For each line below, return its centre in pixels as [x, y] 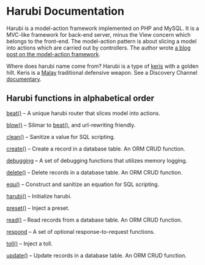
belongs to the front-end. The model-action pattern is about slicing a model [102, 41]
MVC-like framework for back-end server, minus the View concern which [99, 34]
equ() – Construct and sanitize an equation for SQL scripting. [83, 184]
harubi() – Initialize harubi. [39, 196]
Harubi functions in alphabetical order [80, 98]
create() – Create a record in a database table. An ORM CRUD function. [96, 149]
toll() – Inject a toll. [30, 244]
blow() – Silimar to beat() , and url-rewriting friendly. [71, 125]
